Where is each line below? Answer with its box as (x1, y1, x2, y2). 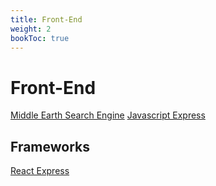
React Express (10, 165, 70, 177)
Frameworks (10, 138, 91, 155)
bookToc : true (10, 33, 70, 43)
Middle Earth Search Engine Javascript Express (10, 109, 206, 121)
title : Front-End (10, 14, 83, 25)
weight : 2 (10, 24, 52, 34)
